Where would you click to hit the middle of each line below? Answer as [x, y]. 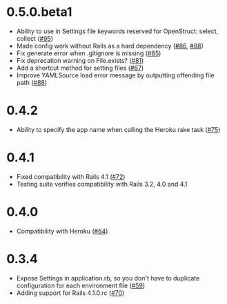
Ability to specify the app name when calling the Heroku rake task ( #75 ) [118, 129]
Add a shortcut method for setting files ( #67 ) [80, 68]
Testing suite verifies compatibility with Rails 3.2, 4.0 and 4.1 [102, 184]
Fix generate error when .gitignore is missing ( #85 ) [89, 53]
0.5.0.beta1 [39, 12]
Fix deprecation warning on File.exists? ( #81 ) [80, 60]
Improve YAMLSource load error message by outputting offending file [115, 75]
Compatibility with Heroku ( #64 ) [62, 231]
